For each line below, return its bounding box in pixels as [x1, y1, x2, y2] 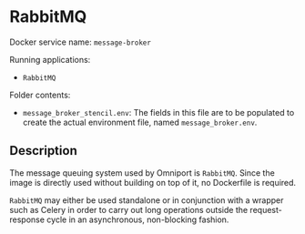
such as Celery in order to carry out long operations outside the [9, 204, 249, 215]
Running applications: [9, 54, 91, 65]
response [9, 214, 46, 225]
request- [249, 204, 282, 215]
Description [9, 143, 77, 158]
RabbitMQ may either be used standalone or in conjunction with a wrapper [9, 194, 284, 206]
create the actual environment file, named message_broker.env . [22, 117, 258, 127]
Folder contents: [9, 89, 71, 100]
